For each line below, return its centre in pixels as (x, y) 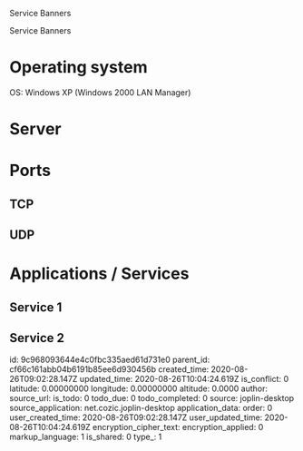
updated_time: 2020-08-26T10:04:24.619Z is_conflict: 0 (184, 379)
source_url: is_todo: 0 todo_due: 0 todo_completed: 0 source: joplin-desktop (152, 398)
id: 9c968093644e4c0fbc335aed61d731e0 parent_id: (110, 360)
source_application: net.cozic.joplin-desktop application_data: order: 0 (141, 408)
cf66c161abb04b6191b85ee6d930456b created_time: (109, 369)
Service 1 (36, 307)
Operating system (78, 68)
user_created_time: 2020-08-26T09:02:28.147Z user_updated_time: (136, 417)
